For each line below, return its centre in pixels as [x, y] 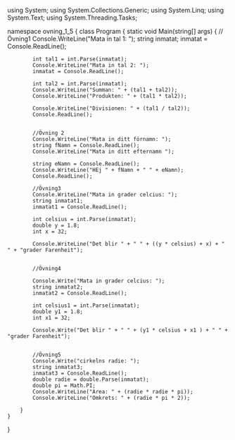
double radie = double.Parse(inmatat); [91, 379]
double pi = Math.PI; [64, 386]
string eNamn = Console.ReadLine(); [86, 164]
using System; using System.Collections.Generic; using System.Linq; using [115, 10]
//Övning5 [47, 355]
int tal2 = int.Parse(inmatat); [80, 84]
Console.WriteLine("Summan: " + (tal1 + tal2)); [105, 90]
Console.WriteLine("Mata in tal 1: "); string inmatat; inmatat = [120, 39]
